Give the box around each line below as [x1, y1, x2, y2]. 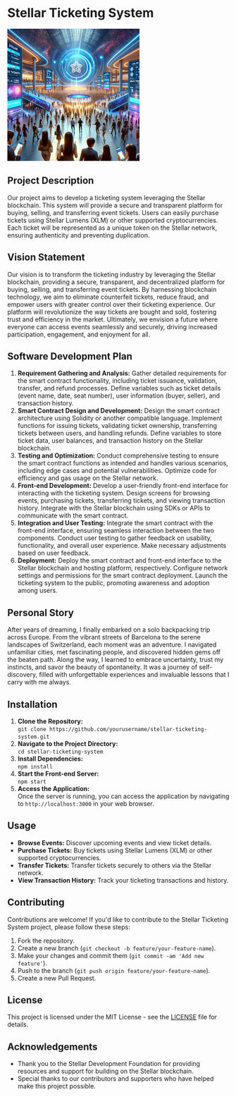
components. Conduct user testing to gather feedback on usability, [17, 534, 213, 542]
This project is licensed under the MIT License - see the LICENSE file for [7, 1013, 217, 1022]
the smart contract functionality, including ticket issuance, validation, [17, 376, 218, 385]
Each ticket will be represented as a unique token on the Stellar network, [7, 223, 218, 232]
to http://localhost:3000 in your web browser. [17, 799, 154, 808]
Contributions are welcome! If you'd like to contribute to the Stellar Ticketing [7, 915, 229, 924]
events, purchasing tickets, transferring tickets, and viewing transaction [17, 496, 225, 505]
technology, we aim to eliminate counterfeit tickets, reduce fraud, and [7, 293, 209, 301]
